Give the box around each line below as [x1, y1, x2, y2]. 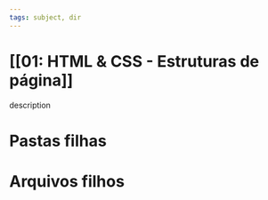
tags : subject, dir [9, 12, 82, 22]
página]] [9, 70, 74, 90]
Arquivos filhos [9, 171, 125, 191]
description [9, 100, 52, 110]
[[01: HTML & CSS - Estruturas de [9, 51, 260, 71]
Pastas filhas [9, 131, 107, 151]
